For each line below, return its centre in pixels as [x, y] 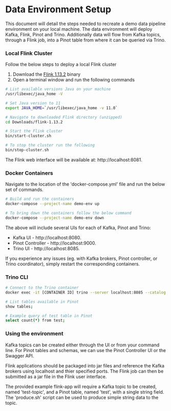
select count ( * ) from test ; [35, 321]
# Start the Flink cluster [34, 131]
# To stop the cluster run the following [50, 145]
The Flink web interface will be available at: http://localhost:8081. [74, 159]
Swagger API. [20, 356]
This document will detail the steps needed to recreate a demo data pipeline [85, 24]
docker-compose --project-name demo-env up [52, 204]
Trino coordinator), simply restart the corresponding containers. [72, 264]
